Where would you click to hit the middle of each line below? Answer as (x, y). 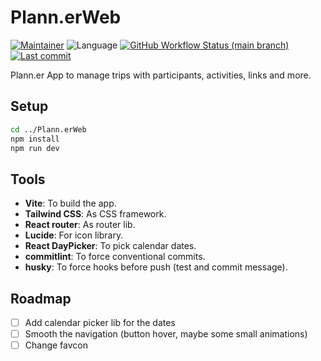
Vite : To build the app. (70, 203)
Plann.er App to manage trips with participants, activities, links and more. (161, 75)
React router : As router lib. (80, 225)
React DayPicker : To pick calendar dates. (110, 246)
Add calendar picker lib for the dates (100, 322)
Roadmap (41, 298)
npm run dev (35, 148)
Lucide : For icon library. (74, 235)
